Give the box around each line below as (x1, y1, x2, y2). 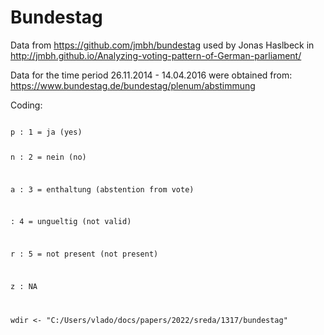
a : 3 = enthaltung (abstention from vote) (10, 184, 195, 195)
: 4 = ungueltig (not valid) (10, 217, 132, 227)
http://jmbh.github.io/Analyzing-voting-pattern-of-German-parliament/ (10, 49, 302, 61)
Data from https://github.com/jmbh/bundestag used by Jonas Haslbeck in (10, 39, 315, 51)
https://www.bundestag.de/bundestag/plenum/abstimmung (10, 79, 256, 91)
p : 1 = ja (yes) (10, 127, 83, 137)
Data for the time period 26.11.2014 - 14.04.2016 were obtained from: (10, 69, 293, 81)
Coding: (10, 99, 43, 111)
